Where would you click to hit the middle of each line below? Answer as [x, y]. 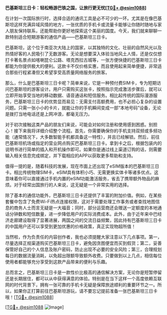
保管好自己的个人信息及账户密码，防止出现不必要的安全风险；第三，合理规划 [83, 249]
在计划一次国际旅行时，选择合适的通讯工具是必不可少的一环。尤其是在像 [79, 18]
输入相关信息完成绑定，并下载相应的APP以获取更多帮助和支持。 [70, 156]
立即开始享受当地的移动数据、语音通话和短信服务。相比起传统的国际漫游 [79, 95]
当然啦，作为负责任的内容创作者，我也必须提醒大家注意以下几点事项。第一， [83, 237]
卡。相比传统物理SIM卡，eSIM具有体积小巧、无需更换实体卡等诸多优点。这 [82, 172]
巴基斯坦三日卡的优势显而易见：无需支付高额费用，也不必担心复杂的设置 [88, 102]
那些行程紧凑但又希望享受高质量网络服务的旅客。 [59, 72]
